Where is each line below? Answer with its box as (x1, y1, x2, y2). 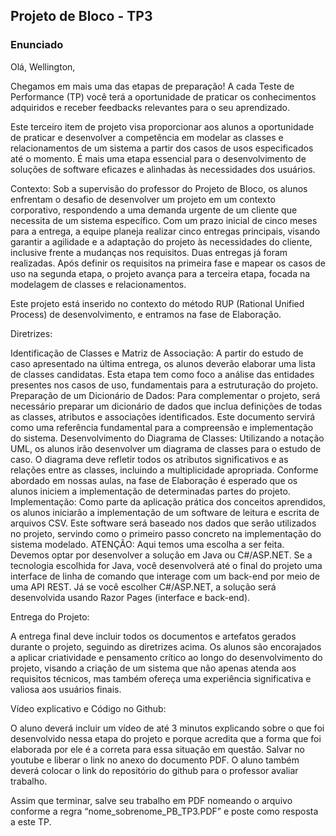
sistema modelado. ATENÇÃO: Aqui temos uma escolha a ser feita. (10, 538, 285, 550)
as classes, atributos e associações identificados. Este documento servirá (10, 410, 316, 423)
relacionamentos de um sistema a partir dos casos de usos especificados (10, 142, 314, 154)
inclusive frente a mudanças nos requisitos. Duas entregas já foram (10, 246, 288, 258)
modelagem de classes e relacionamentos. (10, 278, 187, 290)
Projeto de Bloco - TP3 (10, 8, 153, 25)
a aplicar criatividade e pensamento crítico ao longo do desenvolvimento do (10, 651, 323, 663)
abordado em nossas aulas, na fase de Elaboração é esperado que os (10, 474, 298, 486)
